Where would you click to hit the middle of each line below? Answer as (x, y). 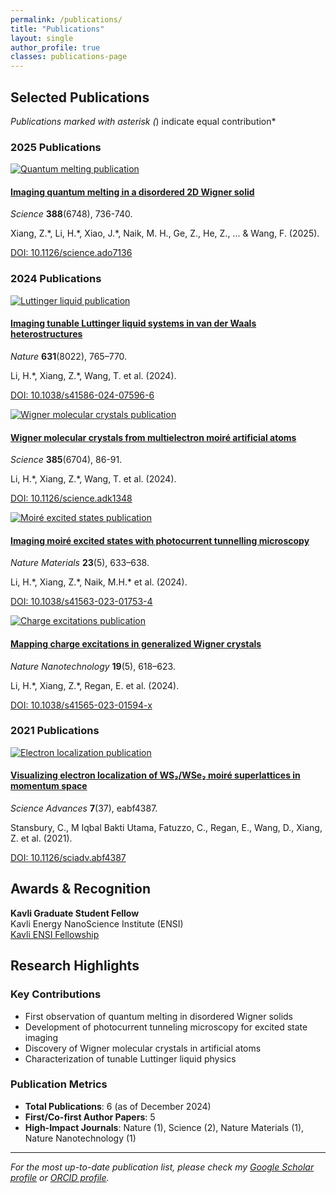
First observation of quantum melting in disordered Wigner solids (158, 1016)
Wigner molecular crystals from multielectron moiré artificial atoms (153, 437)
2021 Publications (55, 731)
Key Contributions (56, 994)
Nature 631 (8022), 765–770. (69, 356)
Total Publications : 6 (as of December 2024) (118, 1106)
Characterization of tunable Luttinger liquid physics (130, 1058)
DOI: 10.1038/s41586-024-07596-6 (82, 395)
